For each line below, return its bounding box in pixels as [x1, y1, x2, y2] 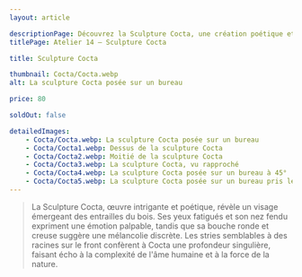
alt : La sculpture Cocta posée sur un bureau [9, 78, 182, 88]
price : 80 [9, 95, 47, 104]
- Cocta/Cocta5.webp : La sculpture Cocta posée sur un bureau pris [25, 177, 283, 186]
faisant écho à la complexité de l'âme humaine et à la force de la [31, 248, 270, 260]
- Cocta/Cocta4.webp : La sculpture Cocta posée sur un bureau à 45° [25, 169, 288, 177]
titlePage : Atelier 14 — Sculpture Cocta [9, 38, 167, 47]
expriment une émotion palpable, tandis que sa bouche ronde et [31, 221, 270, 231]
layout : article [9, 13, 70, 22]
